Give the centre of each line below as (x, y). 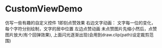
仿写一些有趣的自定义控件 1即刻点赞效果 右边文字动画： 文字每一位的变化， (81, 23)
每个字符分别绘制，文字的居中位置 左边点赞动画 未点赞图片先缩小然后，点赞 (81, 29)
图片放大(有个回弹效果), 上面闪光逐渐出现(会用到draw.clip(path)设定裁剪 (77, 35)
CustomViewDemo (44, 9)
